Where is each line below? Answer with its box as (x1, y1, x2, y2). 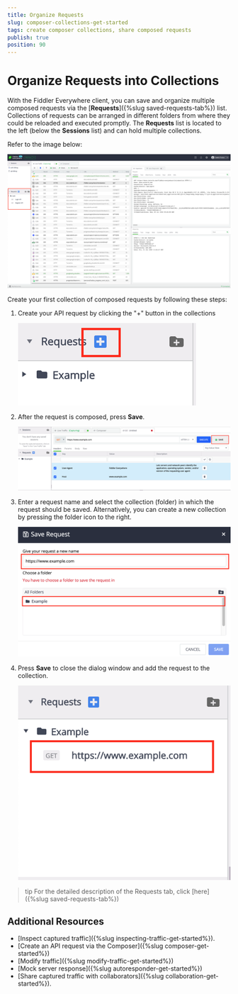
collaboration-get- (165, 971, 219, 980)
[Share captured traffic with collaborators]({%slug (17, 971, 164, 980)
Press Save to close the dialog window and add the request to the (17, 664, 210, 672)
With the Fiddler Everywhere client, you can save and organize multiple (7, 96, 215, 105)
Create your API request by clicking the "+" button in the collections (17, 309, 216, 318)
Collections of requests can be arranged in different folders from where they (7, 111, 230, 120)
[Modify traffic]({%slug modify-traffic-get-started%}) (17, 956, 174, 965)
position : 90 (7, 41, 46, 49)
